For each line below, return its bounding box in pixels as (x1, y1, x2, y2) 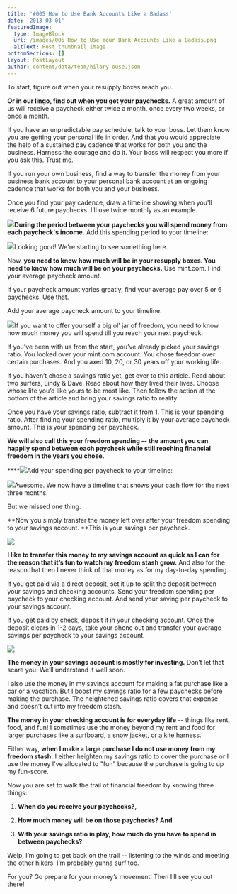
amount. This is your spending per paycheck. (7, 423, 139, 431)
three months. (7, 488, 48, 497)
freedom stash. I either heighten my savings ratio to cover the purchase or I (7, 752, 229, 761)
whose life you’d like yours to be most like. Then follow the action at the (7, 386, 216, 395)
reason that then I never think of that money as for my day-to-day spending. (7, 565, 229, 574)
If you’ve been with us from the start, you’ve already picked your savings (7, 342, 220, 351)
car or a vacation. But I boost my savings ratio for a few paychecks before (7, 687, 223, 695)
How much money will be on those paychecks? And (17, 816, 173, 824)
